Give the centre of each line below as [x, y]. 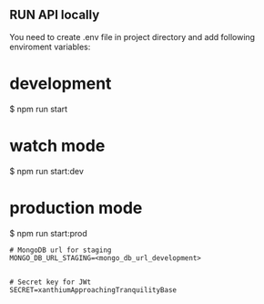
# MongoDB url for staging [61, 250]
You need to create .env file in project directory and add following [132, 37]
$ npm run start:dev [47, 171]
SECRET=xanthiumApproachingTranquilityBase [93, 290]
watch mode [57, 146]
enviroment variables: [50, 47]
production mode [76, 208]
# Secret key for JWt [51, 282]
